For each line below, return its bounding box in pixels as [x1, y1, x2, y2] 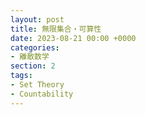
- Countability [10, 89, 74, 99]
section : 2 [10, 61, 56, 71]
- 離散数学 [10, 52, 50, 62]
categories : [10, 42, 60, 53]
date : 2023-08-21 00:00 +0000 [10, 33, 137, 43]
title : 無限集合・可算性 [10, 24, 102, 34]
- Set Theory [10, 80, 65, 90]
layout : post [10, 14, 65, 25]
